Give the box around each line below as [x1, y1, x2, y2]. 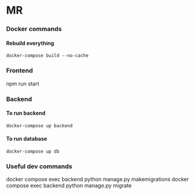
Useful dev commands [6, 162, 73, 170]
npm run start [6, 80, 40, 87]
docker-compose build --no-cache [6, 53, 89, 59]
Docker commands [6, 25, 62, 33]
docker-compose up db [6, 148, 60, 155]
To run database [6, 135, 47, 143]
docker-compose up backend [6, 122, 73, 128]
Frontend [6, 67, 33, 75]
